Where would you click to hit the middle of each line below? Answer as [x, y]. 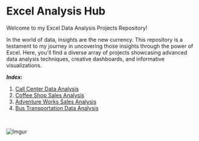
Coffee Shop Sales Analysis [50, 95]
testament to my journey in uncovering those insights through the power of [100, 46]
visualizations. [24, 65]
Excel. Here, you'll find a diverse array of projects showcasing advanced [97, 52]
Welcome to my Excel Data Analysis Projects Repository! [77, 28]
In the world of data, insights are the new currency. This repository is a [95, 39]
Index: [15, 77]
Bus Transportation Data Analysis [57, 108]
